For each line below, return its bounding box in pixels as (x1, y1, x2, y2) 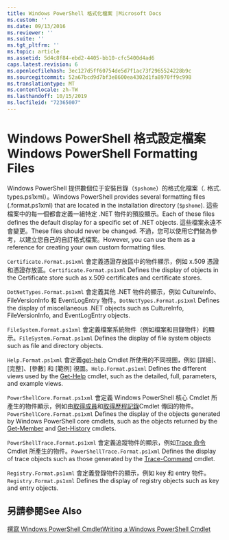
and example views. (7, 379, 64, 387)
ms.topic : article (7, 49, 60, 56)
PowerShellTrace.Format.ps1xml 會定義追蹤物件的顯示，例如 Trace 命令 (7, 438, 206, 446)
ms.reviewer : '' (7, 29, 53, 36)
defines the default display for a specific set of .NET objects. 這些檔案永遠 (7, 218, 216, 226)
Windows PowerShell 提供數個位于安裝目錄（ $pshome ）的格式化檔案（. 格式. (7, 184, 221, 192)
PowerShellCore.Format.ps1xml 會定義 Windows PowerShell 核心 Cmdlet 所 (7, 393, 218, 402)
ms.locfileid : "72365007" (7, 99, 81, 106)
